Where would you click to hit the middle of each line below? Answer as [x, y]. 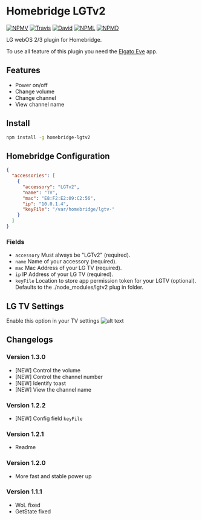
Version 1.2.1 [25, 434]
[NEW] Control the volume [47, 370]
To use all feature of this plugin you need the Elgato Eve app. [82, 51]
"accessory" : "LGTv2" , [51, 187]
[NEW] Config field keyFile [49, 418]
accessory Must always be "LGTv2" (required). [73, 255]
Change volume [35, 91]
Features [23, 71]
